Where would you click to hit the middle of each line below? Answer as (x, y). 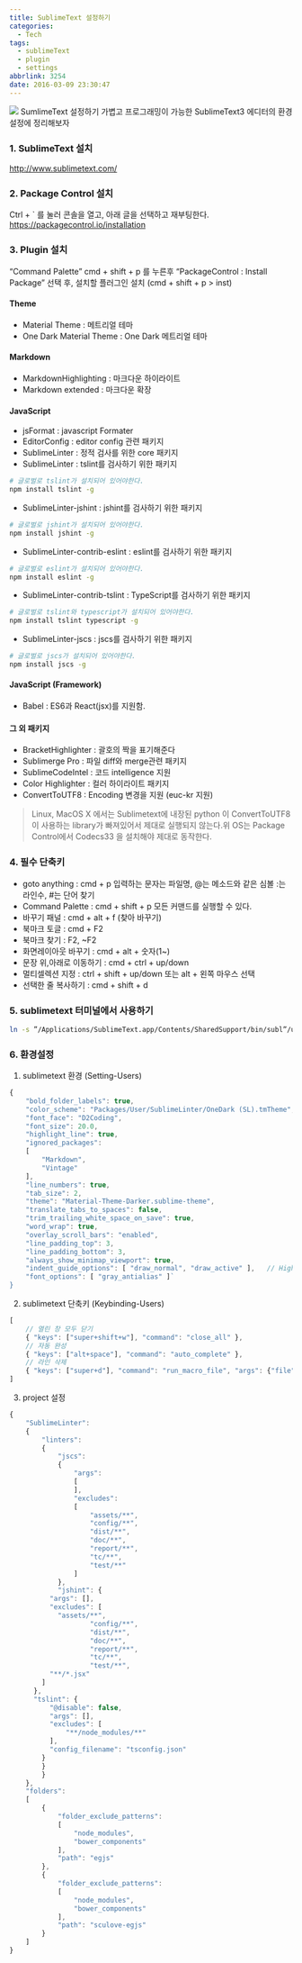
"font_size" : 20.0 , (62, 1126)
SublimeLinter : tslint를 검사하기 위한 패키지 (100, 464)
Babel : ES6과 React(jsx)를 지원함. (84, 706)
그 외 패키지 (30, 728)
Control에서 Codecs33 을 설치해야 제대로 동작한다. (122, 837)
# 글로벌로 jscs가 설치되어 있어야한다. (73, 656)
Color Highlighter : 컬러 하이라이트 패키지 (96, 783)
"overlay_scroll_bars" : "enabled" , (92, 1235)
